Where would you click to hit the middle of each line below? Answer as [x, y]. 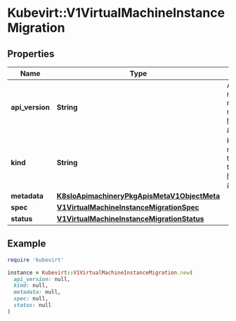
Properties [31, 54]
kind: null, [31, 286]
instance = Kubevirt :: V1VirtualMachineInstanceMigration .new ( [100, 273]
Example [27, 244]
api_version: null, [42, 279]
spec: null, [31, 299]
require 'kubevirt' [36, 260]
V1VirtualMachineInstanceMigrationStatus [130, 219]
